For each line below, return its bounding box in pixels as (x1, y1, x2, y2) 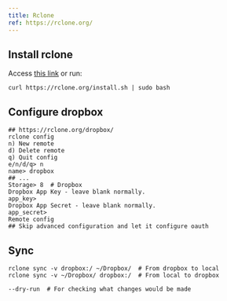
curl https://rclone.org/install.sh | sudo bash (8, 84, 170, 92)
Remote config (8, 215, 55, 224)
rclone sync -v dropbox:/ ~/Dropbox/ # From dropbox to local (8, 264, 220, 272)
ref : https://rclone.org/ (8, 19, 93, 27)
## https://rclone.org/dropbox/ (8, 127, 114, 134)
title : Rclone (8, 11, 55, 20)
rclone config (8, 133, 55, 141)
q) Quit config (8, 154, 58, 162)
